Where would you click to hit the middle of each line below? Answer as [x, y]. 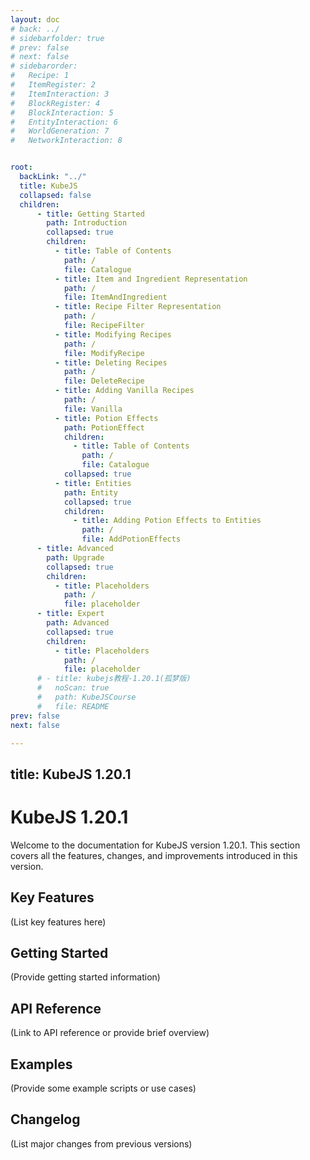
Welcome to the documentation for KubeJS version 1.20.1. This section [155, 845]
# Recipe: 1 [40, 76]
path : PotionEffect [104, 427]
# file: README [73, 706]
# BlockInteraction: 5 [62, 112]
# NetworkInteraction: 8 [66, 141]
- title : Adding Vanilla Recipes [124, 391]
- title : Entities [93, 483]
